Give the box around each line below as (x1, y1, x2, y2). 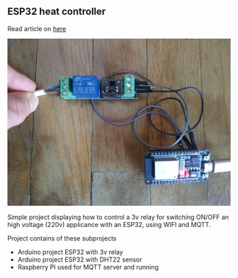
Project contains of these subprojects (7, 233, 117, 243)
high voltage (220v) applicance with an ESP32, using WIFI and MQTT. (7, 220, 211, 228)
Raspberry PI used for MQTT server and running (17, 262, 159, 271)
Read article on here (7, 24, 67, 33)
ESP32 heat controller (7, 6, 106, 18)
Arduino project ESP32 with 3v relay (17, 248, 124, 256)
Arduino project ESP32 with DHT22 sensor (17, 255, 142, 264)
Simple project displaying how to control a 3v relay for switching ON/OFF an (7, 212, 229, 221)
